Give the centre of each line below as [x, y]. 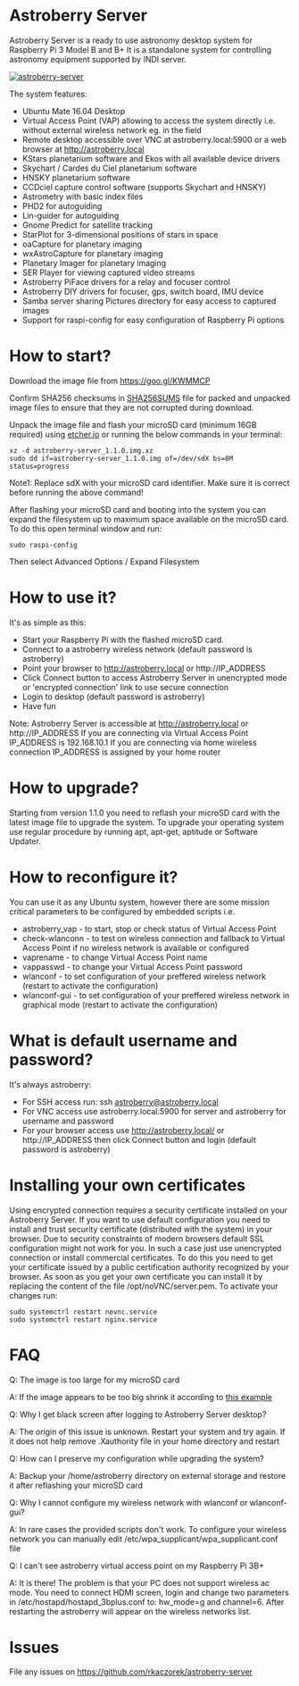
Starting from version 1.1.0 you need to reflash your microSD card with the [145, 813]
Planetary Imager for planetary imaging [94, 263]
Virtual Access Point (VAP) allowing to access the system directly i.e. [149, 121]
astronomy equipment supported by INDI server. [98, 59]
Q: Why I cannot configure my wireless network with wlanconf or [129, 1502]
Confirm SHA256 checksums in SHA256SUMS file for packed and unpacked [150, 397]
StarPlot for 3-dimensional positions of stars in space [120, 234]
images [36, 310]
